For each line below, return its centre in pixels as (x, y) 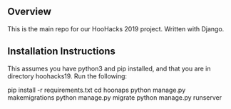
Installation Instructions (62, 52)
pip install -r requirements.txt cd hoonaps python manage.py (97, 90)
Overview (30, 12)
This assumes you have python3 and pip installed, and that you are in (109, 68)
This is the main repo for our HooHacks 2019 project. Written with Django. (116, 28)
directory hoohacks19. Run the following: (67, 76)
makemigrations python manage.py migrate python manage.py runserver (115, 97)
